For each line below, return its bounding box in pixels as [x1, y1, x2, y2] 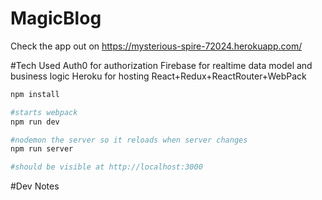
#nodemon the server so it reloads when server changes [10, 135, 248, 145]
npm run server [10, 144, 74, 154]
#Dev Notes [10, 180, 60, 192]
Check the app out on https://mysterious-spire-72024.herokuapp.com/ [10, 40, 303, 52]
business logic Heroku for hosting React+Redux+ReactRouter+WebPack [10, 70, 307, 82]
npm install [10, 89, 60, 99]
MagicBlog [10, 7, 102, 30]
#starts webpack [10, 107, 78, 117]
